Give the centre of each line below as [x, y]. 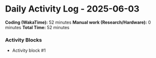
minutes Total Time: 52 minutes [37, 27]
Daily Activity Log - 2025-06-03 [72, 9]
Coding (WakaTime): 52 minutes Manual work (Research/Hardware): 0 [78, 22]
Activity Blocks [24, 40]
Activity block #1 [29, 51]
